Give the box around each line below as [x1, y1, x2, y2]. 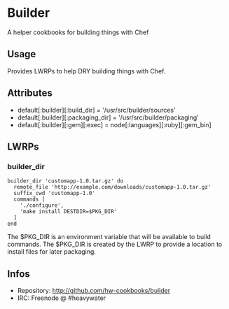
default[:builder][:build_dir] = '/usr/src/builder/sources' [17, 106, 176, 114]
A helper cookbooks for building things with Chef [7, 28, 149, 36]
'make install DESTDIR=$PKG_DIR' [20, 208, 118, 215]
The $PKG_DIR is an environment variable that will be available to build [7, 233, 211, 241]
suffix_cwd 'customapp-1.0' [13, 190, 96, 197]
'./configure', [20, 202, 64, 209]
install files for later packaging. [7, 247, 97, 256]
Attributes [7, 87, 53, 99]
